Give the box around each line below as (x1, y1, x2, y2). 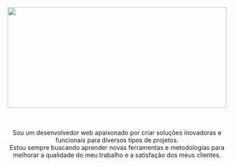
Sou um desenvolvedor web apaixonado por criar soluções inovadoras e (12, 129, 222, 137)
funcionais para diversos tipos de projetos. (55, 136, 179, 144)
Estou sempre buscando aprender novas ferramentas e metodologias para (9, 144, 225, 151)
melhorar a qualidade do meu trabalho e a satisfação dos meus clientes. (13, 151, 221, 159)
